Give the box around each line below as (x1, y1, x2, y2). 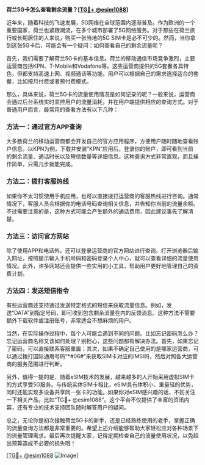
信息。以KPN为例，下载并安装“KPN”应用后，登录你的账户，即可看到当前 (11, 145, 194, 153)
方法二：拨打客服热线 (6, 177, 69, 186)
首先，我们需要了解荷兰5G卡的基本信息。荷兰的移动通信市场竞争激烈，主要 (6, 55, 195, 62)
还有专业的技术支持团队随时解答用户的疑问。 (16, 404, 129, 411)
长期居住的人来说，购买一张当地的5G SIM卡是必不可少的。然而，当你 (16, 34, 191, 41)
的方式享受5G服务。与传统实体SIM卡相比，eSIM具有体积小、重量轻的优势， (6, 381, 196, 388)
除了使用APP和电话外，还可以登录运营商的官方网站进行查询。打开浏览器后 (6, 247, 193, 254)
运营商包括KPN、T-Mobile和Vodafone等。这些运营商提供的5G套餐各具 (6, 62, 184, 70)
